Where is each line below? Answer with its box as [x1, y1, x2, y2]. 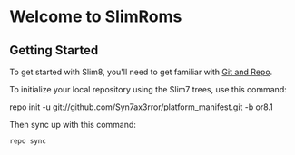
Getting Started [9, 43, 99, 58]
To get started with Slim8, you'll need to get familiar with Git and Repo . [9, 66, 273, 77]
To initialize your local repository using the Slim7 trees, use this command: [9, 84, 288, 94]
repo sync [9, 137, 47, 146]
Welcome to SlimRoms [9, 6, 182, 27]
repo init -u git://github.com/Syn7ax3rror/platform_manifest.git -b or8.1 [9, 102, 274, 112]
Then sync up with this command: [9, 120, 136, 130]
